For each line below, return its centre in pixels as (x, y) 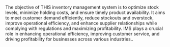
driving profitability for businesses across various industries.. (69, 39)
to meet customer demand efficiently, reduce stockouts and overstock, (80, 18)
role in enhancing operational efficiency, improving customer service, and (82, 34)
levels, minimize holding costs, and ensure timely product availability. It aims (85, 12)
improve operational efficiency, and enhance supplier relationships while (81, 23)
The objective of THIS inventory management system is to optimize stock (82, 7)
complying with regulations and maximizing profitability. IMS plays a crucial (84, 28)
